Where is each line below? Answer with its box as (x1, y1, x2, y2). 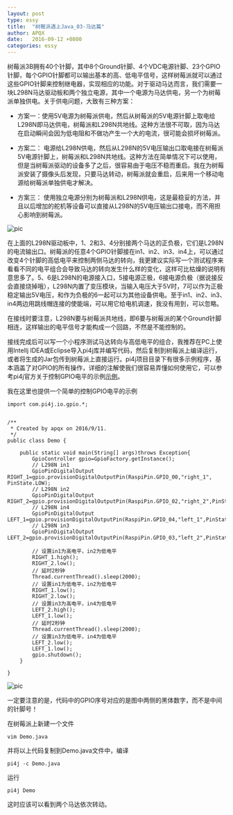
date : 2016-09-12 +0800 (7, 36, 82, 43)
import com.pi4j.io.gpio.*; (7, 401, 89, 408)
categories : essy (7, 42, 58, 49)
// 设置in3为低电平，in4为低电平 (32, 633, 117, 640)
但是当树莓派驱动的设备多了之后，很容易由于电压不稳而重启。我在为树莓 (17, 161, 224, 169)
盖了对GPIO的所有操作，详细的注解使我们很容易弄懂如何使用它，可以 (19, 363, 216, 372)
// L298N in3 (32, 522, 70, 529)
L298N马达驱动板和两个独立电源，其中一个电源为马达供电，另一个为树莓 (12, 88, 221, 96)
